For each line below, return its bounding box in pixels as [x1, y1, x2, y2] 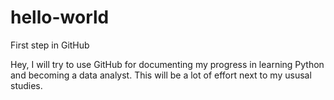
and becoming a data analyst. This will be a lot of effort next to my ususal [10, 69, 312, 81]
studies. [10, 79, 43, 91]
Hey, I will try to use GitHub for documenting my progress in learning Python [10, 58, 325, 70]
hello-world [10, 6, 110, 29]
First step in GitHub [10, 39, 90, 51]
